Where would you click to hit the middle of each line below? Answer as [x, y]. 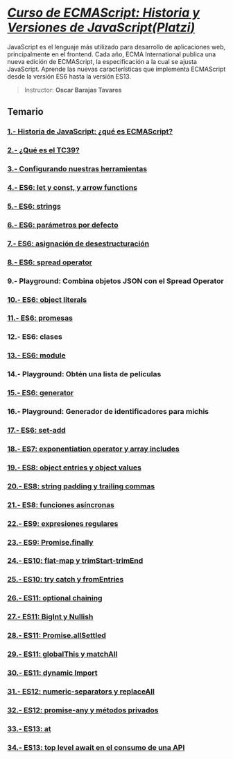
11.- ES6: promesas [40, 318]
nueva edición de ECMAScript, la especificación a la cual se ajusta [102, 61]
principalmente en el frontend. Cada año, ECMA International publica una [112, 54]
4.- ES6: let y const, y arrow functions [72, 188]
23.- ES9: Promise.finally [50, 542]
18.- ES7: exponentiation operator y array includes [93, 449]
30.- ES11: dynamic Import [52, 673]
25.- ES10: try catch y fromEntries [66, 580]
